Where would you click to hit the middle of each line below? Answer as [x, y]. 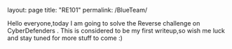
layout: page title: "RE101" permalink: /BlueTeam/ [77, 10]
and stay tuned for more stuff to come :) [65, 38]
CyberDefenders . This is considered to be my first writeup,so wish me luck [116, 31]
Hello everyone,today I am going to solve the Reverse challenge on [104, 23]
